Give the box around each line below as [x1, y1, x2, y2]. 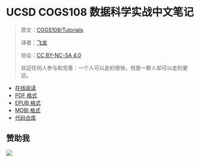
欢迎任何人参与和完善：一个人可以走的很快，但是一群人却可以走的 [20, 64, 183, 71]
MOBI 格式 [14, 107, 41, 114]
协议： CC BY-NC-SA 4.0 [20, 51, 82, 58]
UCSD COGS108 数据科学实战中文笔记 [6, 5, 194, 19]
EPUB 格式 [14, 99, 41, 106]
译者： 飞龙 [20, 39, 48, 46]
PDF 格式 [14, 92, 37, 99]
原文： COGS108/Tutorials [20, 26, 83, 33]
